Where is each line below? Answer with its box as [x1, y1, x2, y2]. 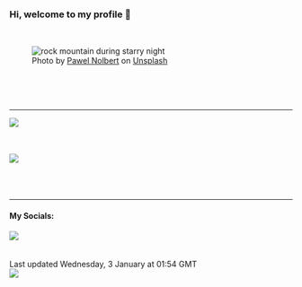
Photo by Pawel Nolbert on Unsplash [31, 56, 168, 66]
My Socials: [9, 210, 55, 221]
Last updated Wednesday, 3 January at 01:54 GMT [9, 258, 198, 269]
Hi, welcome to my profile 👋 [9, 8, 132, 21]
